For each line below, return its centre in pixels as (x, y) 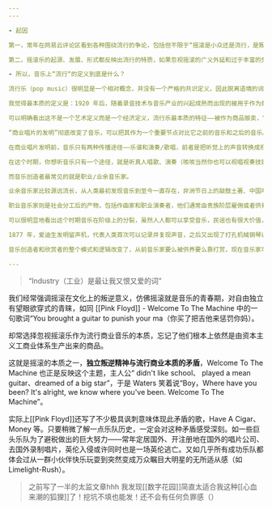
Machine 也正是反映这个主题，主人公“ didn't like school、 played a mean (130, 372)
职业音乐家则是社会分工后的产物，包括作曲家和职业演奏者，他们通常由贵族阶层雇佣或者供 (135, 206)
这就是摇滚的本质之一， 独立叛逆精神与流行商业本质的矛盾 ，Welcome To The (136, 363)
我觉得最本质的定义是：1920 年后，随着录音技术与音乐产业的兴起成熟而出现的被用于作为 (135, 104)
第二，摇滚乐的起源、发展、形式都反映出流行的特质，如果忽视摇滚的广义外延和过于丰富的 (135, 60)
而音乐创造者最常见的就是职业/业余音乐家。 (70, 176)
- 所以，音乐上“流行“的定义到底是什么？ (67, 74)
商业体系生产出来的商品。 (65, 346)
